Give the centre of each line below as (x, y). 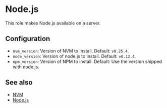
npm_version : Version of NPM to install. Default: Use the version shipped (87, 61)
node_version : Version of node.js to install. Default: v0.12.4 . (74, 56)
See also (19, 83)
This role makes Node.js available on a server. (53, 23)
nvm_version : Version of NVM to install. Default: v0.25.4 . (71, 50)
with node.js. (26, 66)
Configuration (28, 39)
